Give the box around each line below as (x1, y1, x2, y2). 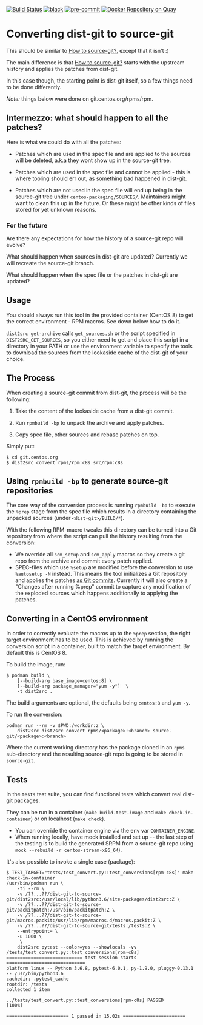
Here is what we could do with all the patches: (6, 138, 122, 146)
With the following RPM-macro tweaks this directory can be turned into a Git (6, 526, 197, 533)
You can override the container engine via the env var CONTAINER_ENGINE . (15, 827, 196, 834)
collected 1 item (6, 987, 50, 993)
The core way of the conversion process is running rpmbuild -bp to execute (6, 501, 195, 509)
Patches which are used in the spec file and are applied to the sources (15, 150, 191, 157)
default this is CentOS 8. (6, 649, 67, 657)
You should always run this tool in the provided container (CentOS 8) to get (6, 311, 194, 319)
